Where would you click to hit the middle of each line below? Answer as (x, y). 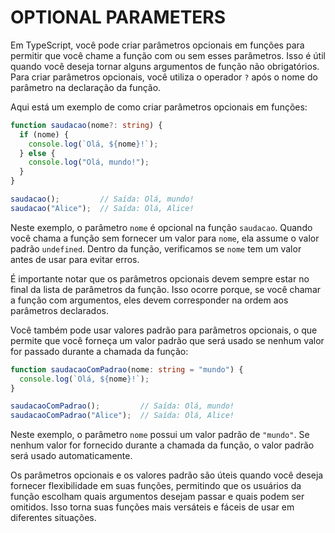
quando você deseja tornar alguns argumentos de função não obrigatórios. (165, 66)
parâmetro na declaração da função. (86, 87)
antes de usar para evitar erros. (75, 259)
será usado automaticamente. (71, 456)
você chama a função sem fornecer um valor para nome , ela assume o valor (165, 238)
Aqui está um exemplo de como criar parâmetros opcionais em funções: (159, 107)
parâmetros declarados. (59, 310)
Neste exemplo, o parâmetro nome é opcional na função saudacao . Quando (161, 227)
